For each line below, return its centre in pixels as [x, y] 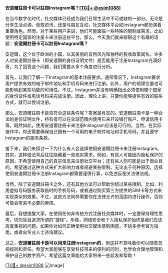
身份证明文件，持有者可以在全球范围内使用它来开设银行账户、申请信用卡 [88, 119]
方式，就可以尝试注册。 [29, 102]
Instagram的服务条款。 [29, 138]
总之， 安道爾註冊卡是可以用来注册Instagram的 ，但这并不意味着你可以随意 [82, 243]
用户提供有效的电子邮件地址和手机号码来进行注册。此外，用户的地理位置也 [82, 83]
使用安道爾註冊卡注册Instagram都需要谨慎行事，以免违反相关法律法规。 [79, 173]
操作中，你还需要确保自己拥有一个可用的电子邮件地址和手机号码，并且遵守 [82, 131]
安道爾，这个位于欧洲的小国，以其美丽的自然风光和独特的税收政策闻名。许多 [84, 54]
